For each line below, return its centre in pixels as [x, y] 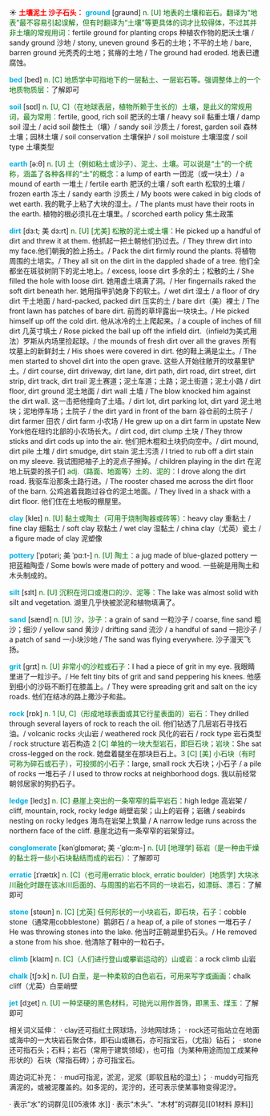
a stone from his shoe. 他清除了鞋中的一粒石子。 [89, 942]
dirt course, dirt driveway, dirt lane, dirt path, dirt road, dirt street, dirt [142, 371]
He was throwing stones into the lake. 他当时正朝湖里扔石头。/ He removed [133, 932]
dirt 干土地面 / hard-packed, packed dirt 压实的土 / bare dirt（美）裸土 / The [134, 301]
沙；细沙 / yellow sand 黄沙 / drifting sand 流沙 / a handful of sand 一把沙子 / [135, 629]
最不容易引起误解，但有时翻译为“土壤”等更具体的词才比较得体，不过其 [135, 22]
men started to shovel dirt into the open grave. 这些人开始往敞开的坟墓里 [129, 361]
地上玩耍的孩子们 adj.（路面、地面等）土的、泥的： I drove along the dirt [128, 471]
